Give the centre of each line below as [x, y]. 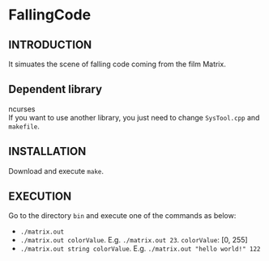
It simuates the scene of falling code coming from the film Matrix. [117, 64]
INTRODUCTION [50, 45]
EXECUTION [40, 197]
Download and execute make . [56, 170]
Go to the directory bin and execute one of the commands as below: [122, 216]
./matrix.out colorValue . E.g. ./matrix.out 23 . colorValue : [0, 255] [134, 240]
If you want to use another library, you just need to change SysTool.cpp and [134, 117]
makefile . [24, 126]
